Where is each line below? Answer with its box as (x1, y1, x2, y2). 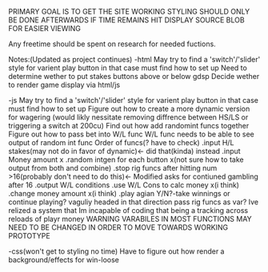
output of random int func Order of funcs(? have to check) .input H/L (8, 138, 234, 147)
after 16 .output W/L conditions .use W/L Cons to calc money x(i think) (8, 180, 240, 190)
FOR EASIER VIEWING (8, 24, 82, 33)
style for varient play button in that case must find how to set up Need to (8, 63, 248, 73)
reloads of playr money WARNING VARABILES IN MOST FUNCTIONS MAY (8, 215, 252, 223)
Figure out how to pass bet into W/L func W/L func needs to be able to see (8, 129, 254, 139)
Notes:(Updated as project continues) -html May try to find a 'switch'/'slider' (8, 55, 261, 64)
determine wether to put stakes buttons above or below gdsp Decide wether (8, 72, 260, 81)
